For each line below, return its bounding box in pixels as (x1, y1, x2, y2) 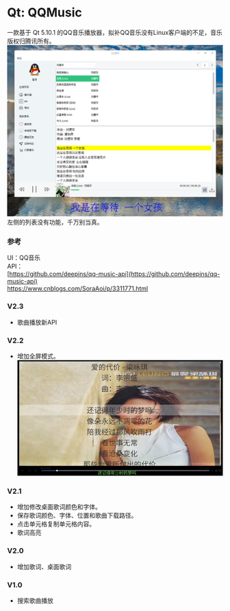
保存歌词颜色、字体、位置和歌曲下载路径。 (16, 512, 138, 520)
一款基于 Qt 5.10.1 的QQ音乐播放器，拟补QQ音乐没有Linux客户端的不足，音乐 (7, 28, 222, 36)
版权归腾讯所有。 (7, 36, 55, 45)
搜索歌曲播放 (16, 596, 53, 604)
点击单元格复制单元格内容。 (16, 520, 96, 528)
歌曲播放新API (16, 318, 57, 326)
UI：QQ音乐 (7, 253, 41, 262)
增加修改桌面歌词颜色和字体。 (16, 503, 101, 511)
